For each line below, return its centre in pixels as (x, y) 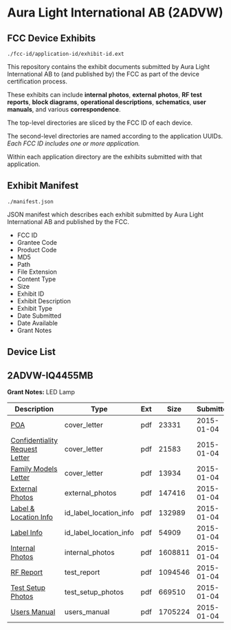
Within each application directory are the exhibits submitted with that (105, 157)
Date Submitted (39, 316)
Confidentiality (34, 440)
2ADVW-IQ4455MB (50, 375)
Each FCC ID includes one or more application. (74, 143)
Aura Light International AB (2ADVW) (115, 13)
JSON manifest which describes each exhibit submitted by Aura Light (106, 214)
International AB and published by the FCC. (68, 221)
